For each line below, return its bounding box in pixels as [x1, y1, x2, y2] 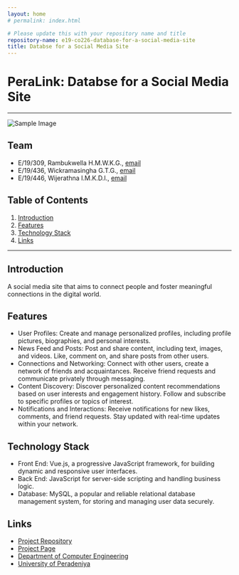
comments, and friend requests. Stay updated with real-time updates [17, 412, 221, 421]
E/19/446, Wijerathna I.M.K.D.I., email [17, 174, 127, 182]
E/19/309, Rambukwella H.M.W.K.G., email [17, 158, 141, 167]
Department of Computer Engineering [17, 552, 129, 560]
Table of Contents [7, 194, 89, 206]
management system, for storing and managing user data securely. [17, 497, 215, 506]
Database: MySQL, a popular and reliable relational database [17, 490, 196, 498]
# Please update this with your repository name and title [7, 30, 186, 37]
